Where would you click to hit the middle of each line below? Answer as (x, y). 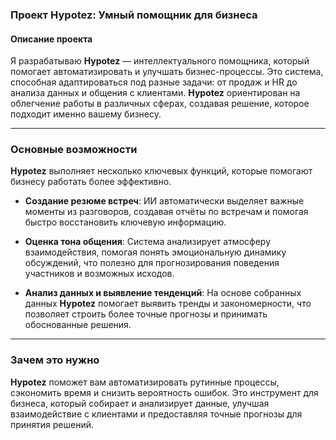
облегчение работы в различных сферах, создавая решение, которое (160, 104)
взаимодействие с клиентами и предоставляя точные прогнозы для (156, 414)
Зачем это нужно (55, 360)
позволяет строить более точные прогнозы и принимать (146, 314)
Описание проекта (51, 39)
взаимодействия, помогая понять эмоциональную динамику (155, 252)
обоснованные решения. (78, 325)
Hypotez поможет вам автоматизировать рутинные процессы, (145, 382)
